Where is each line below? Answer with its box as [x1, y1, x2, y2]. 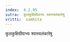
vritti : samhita [5, 17, 42, 22]
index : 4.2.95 [5, 7, 38, 13]
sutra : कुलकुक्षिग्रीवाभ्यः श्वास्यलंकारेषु [5, 12, 65, 17]
